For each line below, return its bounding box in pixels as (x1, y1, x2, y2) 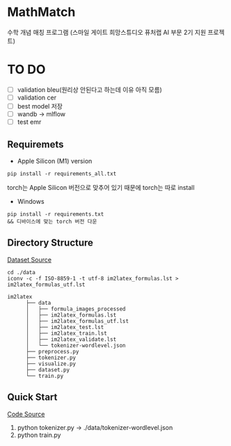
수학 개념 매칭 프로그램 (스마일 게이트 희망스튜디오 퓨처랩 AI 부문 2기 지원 (7, 28, 207, 36)
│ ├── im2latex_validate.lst (25, 335, 117, 343)
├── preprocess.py (25, 348, 79, 355)
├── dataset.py (25, 366, 70, 373)
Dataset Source (7, 255, 52, 264)
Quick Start (7, 391, 58, 404)
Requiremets (7, 138, 64, 150)
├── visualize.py (25, 360, 77, 367)
